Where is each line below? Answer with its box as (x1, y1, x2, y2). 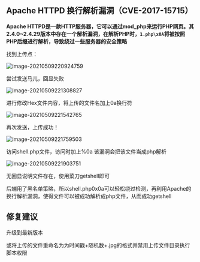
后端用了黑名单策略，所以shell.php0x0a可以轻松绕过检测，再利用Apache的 (6, 185, 192, 192)
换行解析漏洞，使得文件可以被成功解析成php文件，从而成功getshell (6, 192, 172, 200)
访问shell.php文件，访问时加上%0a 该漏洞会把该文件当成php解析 (6, 147, 166, 155)
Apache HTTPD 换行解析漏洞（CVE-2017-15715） (6, 5, 193, 16)
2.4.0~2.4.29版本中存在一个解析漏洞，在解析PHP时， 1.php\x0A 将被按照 (6, 30, 186, 37)
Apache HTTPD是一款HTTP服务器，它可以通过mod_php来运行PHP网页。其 (6, 23, 195, 30)
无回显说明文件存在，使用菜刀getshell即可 (6, 172, 110, 179)
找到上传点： (6, 50, 38, 58)
